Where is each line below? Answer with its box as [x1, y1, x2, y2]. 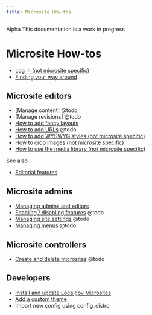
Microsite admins [6, 186, 74, 197]
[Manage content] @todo [14, 107, 78, 114]
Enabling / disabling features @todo [14, 209, 104, 216]
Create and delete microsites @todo [14, 256, 105, 262]
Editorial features [14, 169, 58, 176]
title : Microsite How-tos [6, 8, 71, 15]
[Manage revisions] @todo [14, 113, 81, 121]
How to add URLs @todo [14, 126, 77, 133]
